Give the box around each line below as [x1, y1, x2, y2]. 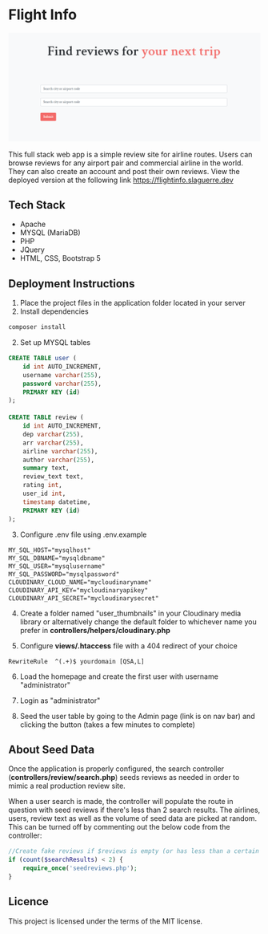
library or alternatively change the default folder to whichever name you [19, 616, 258, 627]
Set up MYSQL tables [19, 338, 90, 347]
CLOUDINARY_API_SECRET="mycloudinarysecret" [8, 594, 159, 603]
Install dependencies [19, 307, 90, 316]
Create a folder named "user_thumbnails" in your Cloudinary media [19, 608, 242, 618]
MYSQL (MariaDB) [19, 228, 82, 238]
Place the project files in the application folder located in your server [19, 298, 246, 308]
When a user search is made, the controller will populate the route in [8, 797, 234, 806]
